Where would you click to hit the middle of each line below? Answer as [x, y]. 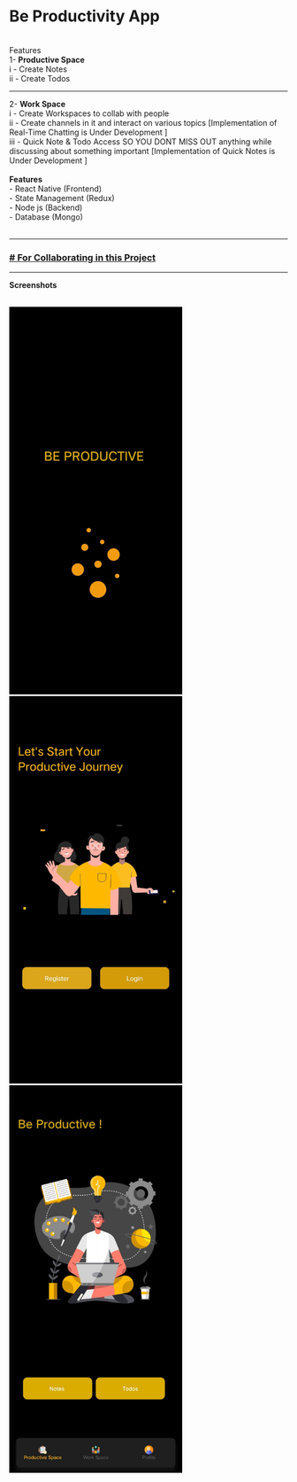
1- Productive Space [47, 59]
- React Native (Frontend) [56, 189]
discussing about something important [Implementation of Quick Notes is [142, 151]
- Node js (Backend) [46, 207]
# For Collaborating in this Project [83, 257]
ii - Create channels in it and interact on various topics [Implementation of [143, 122]
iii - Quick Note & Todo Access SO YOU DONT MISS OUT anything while [141, 141]
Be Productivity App [85, 16]
